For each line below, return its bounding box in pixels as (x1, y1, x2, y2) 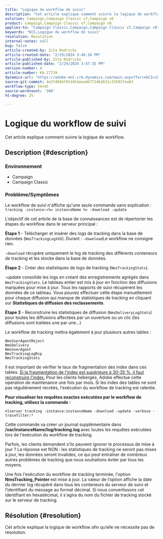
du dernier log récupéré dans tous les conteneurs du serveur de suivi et (5, 482, 149, 487)
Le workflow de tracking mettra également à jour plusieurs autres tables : (5, 329, 151, 335)
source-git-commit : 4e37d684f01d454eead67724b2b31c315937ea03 (5, 79, 133, 84)
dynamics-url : (5, 75, 34, 80)
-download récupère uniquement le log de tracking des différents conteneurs (5, 250, 158, 256)
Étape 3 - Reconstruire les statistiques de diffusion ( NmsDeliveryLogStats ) (5, 310, 152, 315)
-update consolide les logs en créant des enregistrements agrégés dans (5, 274, 149, 280)
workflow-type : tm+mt (5, 84, 49, 89)
